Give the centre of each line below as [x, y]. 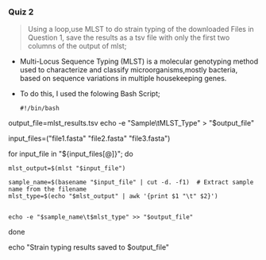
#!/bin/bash [39, 109]
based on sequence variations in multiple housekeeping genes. [123, 79]
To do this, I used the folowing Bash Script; [90, 94]
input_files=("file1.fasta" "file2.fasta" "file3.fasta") [89, 138]
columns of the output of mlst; [77, 46]
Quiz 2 [21, 12]
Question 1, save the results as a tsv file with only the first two [129, 37]
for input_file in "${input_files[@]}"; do [71, 154]
